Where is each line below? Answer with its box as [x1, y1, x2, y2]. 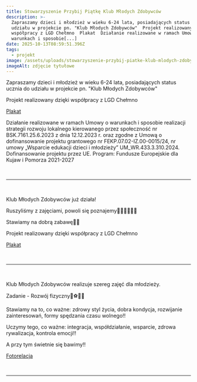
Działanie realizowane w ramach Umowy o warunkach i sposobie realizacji [6, 119, 186, 126]
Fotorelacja [6, 352, 33, 360]
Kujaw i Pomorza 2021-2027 [6, 156, 74, 164]
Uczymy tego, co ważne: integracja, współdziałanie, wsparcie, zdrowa [6, 324, 176, 331]
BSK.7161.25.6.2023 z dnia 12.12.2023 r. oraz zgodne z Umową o [6, 132, 162, 139]
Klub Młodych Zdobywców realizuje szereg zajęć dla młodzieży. [6, 281, 161, 288]
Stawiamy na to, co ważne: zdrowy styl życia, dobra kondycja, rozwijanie [6, 306, 183, 313]
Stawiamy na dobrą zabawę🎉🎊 [6, 219, 80, 226]
